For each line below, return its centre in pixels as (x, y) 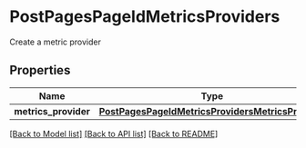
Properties (40, 70)
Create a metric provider (56, 42)
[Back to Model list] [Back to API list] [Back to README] (114, 133)
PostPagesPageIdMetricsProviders (145, 17)
